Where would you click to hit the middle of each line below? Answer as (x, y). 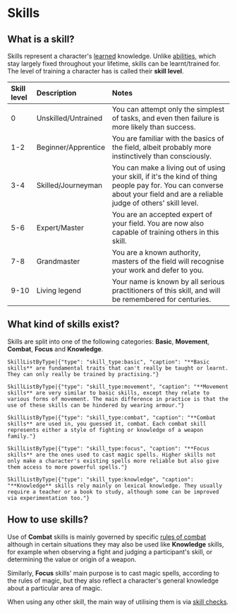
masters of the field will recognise (168, 261)
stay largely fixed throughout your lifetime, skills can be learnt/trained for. (114, 64)
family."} (22, 436)
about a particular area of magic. (55, 588)
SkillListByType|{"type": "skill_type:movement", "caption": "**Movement (118, 387)
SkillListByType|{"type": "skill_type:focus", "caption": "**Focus (109, 448)
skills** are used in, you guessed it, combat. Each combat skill (107, 424)
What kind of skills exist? (63, 324)
